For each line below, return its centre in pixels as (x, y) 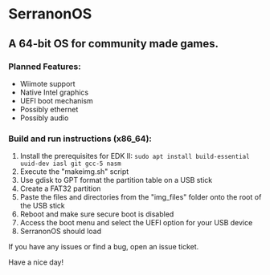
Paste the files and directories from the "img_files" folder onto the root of (141, 197)
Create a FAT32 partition (60, 188)
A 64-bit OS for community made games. (114, 44)
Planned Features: (45, 67)
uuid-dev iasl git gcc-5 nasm (71, 164)
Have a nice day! (36, 262)
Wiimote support (47, 83)
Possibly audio (44, 118)
